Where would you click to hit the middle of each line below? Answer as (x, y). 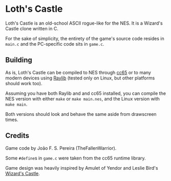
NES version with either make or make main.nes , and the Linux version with (83, 98)
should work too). (24, 83)
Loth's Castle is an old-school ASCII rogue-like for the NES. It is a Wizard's (84, 23)
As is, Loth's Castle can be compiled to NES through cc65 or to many (78, 72)
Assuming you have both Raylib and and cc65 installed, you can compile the (86, 93)
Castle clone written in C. (32, 28)
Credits (17, 136)
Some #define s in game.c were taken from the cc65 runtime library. (76, 158)
